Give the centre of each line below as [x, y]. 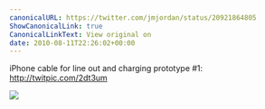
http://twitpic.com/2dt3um [59, 78]
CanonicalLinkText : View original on [80, 34]
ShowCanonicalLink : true [56, 26]
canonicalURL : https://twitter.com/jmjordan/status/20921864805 [133, 18]
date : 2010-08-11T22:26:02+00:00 [72, 43]
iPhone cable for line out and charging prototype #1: [106, 68]
